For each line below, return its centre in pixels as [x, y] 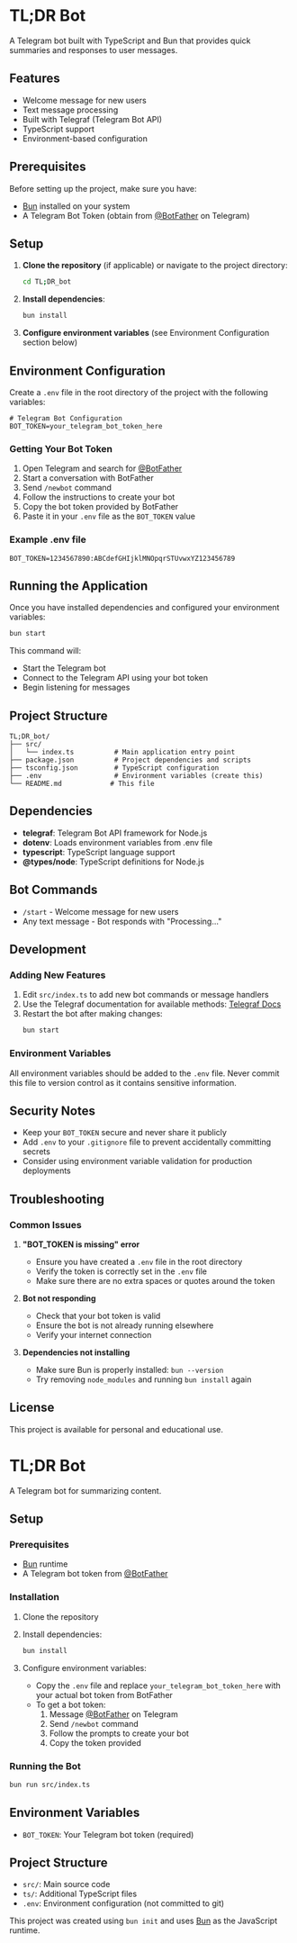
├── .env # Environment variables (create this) [136, 776]
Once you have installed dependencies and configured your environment [144, 608]
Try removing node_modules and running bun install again [144, 1379]
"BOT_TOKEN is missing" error [81, 1244]
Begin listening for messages [76, 687]
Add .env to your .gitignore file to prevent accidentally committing [147, 1142]
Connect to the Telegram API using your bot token [115, 678]
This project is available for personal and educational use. [116, 1429]
